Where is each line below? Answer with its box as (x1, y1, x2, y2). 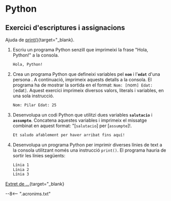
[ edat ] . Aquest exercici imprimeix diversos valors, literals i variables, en (12, 87, 164, 93)
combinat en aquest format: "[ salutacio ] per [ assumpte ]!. (12, 123, 132, 129)
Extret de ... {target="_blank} (5, 181, 65, 187)
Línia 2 (12, 167, 29, 172)
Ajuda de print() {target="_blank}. (5, 37, 75, 43)
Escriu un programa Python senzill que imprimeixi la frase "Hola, (12, 47, 149, 52)
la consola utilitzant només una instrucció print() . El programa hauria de (12, 147, 166, 153)
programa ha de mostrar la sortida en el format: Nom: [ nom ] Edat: (12, 82, 153, 88)
